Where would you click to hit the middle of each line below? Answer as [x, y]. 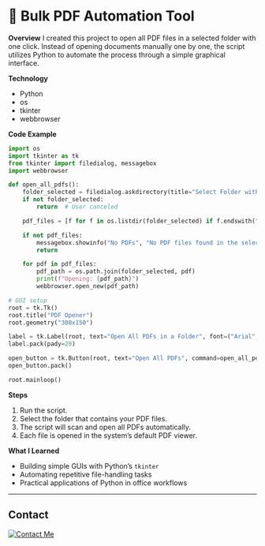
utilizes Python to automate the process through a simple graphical [117, 54]
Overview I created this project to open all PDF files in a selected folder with [132, 38]
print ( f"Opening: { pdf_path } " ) [88, 279]
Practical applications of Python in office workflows [103, 482]
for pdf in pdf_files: [60, 264]
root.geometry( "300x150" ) [50, 323]
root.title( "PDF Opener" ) [50, 315]
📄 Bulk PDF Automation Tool [101, 16]
